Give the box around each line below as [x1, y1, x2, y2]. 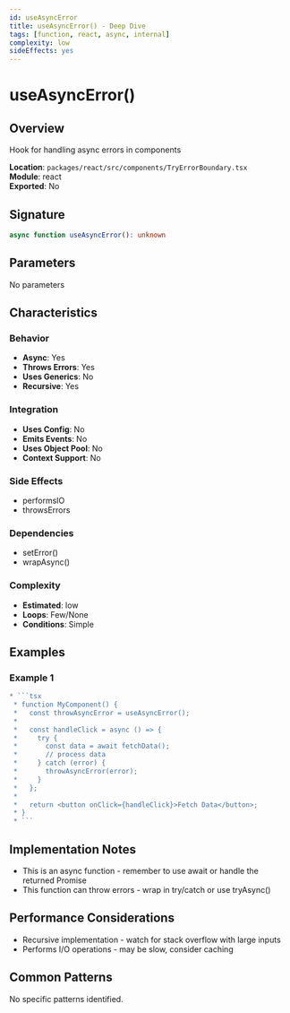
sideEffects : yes [9, 47, 74, 56]
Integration [9, 403, 59, 416]
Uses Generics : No [21, 371, 94, 382]
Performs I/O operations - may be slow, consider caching [21, 943, 235, 955]
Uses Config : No [21, 423, 85, 435]
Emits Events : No [21, 433, 88, 444]
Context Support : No [21, 452, 101, 463]
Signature [9, 207, 65, 222]
